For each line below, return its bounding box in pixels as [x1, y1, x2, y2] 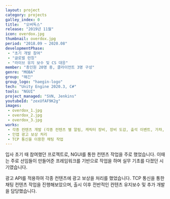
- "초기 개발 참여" [7, 50, 42, 56]
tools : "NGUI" [5, 88, 36, 94]
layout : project [5, 7, 40, 13]
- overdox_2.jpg [7, 113, 42, 118]
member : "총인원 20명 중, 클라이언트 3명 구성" [5, 65, 95, 70]
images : [5, 103, 22, 108]
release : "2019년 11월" [5, 27, 54, 32]
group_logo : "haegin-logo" [5, 79, 63, 84]
